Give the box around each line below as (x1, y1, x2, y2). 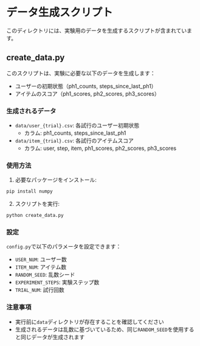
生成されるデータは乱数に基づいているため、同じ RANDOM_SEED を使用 (15, 325, 184, 333)
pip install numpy (6, 188, 53, 195)
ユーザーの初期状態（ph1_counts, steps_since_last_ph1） (15, 82, 157, 90)
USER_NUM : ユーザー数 (15, 256, 67, 263)
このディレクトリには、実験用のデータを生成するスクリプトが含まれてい (6, 27, 187, 34)
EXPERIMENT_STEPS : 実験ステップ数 (15, 278, 100, 286)
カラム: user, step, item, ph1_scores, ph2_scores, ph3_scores (24, 144, 177, 152)
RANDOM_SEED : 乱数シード (15, 271, 75, 278)
